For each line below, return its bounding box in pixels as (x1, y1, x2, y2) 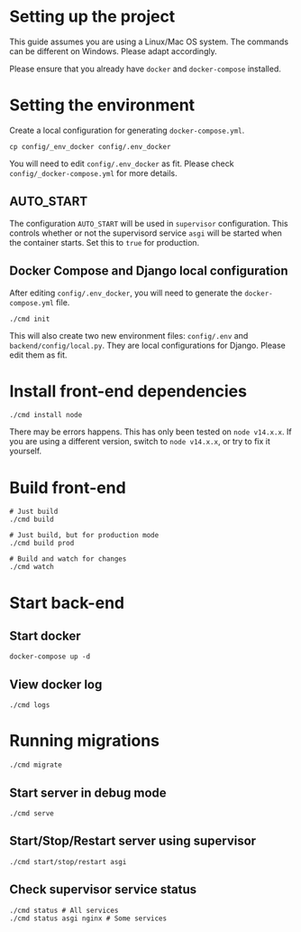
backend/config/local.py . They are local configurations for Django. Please (9, 340, 286, 350)
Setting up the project (9, 6, 176, 27)
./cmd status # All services (9, 906, 119, 915)
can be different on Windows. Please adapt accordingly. (9, 45, 218, 56)
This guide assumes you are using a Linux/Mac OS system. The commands (9, 36, 289, 47)
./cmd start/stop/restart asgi (9, 857, 127, 866)
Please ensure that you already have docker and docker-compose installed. (9, 63, 282, 74)
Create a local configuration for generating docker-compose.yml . (9, 125, 245, 135)
